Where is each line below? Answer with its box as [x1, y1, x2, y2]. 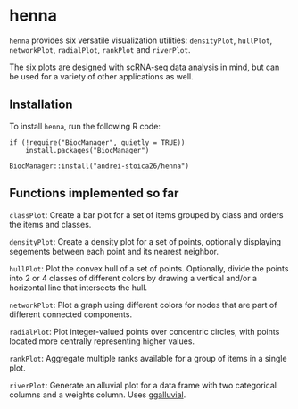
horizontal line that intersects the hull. [9, 282, 148, 293]
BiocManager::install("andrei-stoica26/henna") [9, 162, 190, 171]
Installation [9, 97, 73, 113]
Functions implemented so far [9, 186, 179, 201]
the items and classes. [9, 219, 92, 230]
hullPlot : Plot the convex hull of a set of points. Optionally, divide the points [9, 263, 289, 273]
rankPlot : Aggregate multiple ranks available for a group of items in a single [9, 353, 287, 363]
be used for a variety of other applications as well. [9, 71, 194, 81]
